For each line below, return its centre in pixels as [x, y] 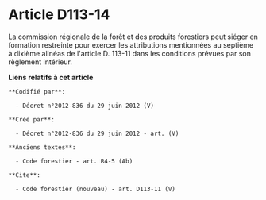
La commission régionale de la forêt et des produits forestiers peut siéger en [133, 37]
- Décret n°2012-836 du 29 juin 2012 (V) [85, 106]
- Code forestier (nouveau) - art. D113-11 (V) [96, 189]
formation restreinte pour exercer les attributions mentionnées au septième [131, 44]
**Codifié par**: [37, 92]
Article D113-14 [59, 15]
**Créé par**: [32, 119]
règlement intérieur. [40, 62]
